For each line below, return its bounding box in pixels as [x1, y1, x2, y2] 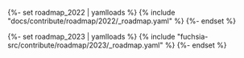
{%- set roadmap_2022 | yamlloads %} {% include [7, 8, 176, 17]
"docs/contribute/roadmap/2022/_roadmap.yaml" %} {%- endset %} [7, 16, 237, 26]
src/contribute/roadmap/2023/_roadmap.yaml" [7, 40, 163, 50]
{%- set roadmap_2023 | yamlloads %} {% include [7, 32, 176, 41]
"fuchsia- [176, 32, 209, 41]
